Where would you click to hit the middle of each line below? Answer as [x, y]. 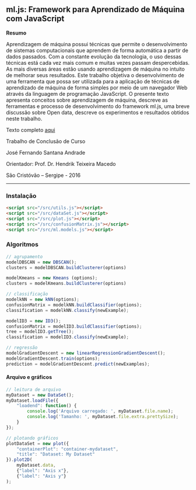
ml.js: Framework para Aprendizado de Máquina [95, 10]
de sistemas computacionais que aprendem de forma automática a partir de [97, 50]
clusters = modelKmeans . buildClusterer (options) [66, 284]
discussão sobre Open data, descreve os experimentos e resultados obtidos [98, 112]
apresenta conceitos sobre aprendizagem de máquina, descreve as [87, 100]
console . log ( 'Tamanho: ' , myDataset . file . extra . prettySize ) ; [103, 417]
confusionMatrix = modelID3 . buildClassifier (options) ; [74, 326]
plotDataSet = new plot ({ [37, 443]
